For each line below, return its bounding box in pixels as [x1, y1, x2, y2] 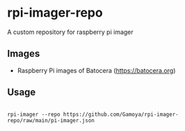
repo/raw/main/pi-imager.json [7, 116, 95, 124]
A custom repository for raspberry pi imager [7, 28, 134, 36]
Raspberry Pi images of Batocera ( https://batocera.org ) [17, 66, 176, 74]
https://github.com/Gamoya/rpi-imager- [63, 111, 179, 118]
